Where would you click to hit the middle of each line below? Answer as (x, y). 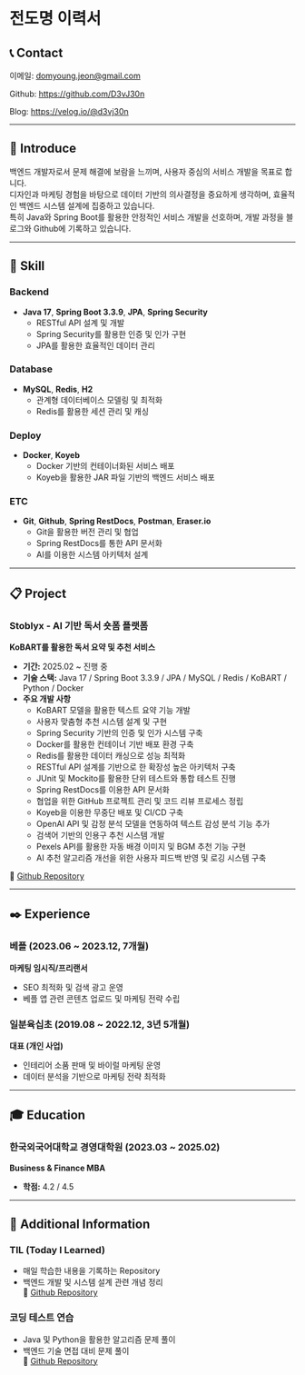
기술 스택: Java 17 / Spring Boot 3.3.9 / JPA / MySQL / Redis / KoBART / (155, 678)
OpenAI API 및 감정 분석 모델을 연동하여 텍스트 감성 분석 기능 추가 (153, 824)
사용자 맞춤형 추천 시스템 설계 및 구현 (102, 722)
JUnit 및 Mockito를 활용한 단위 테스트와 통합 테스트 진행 (136, 779)
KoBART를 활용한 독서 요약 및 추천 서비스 (83, 647)
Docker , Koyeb (51, 455)
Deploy (25, 435)
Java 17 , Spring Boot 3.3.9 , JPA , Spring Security (115, 312)
